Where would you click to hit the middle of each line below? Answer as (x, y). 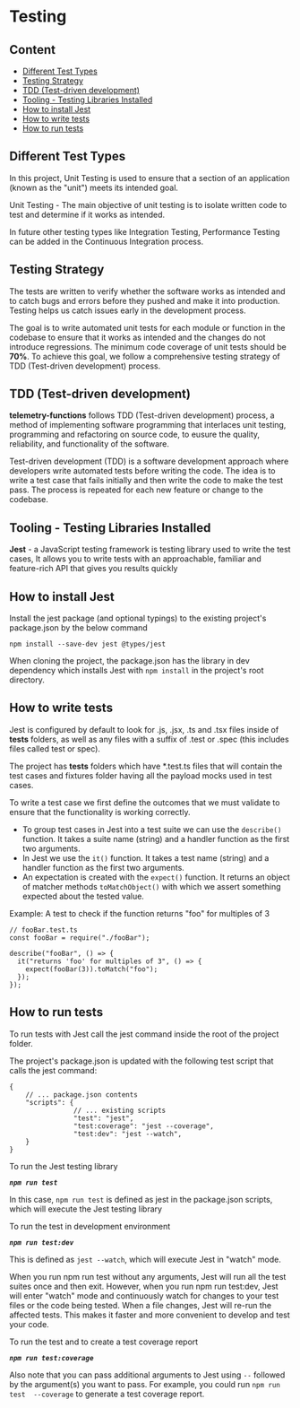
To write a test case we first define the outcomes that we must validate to (145, 802)
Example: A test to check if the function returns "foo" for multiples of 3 (140, 913)
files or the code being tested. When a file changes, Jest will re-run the (141, 1305)
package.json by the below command (78, 628)
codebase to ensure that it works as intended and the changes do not (137, 337)
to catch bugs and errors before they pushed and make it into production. (145, 300)
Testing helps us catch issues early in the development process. (128, 310)
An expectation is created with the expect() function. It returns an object (156, 877)
